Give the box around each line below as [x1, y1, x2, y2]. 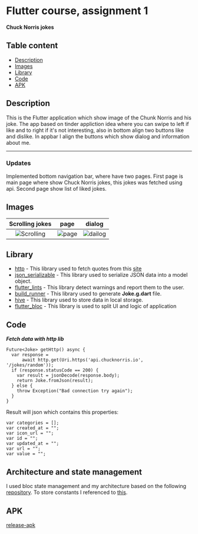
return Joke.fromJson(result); [16, 378, 94, 384]
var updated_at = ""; [6, 440, 60, 447]
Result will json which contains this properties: [6, 409, 119, 416]
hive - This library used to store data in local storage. [14, 296, 143, 304]
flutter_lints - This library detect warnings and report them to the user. [14, 284, 184, 291]
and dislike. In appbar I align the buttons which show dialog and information [6, 132, 190, 140]
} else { [11, 383, 33, 389]
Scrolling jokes [9, 220, 52, 228]
